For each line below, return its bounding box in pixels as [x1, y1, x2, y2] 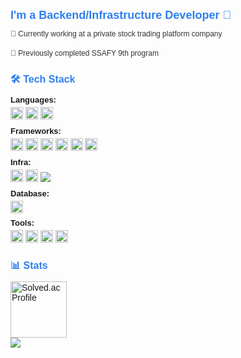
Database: [10, 188, 50, 199]
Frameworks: [10, 125, 62, 136]
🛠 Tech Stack [10, 73, 76, 85]
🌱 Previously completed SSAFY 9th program [10, 48, 159, 59]
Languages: [10, 94, 57, 105]
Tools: [10, 217, 35, 228]
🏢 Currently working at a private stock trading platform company [10, 29, 223, 39]
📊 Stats [10, 259, 48, 271]
